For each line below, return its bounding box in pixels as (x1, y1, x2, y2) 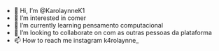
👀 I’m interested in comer (13, 14, 86, 22)
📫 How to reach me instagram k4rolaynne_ (13, 37, 139, 44)
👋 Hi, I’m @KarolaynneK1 (13, 7, 85, 14)
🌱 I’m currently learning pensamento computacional (13, 21, 163, 29)
